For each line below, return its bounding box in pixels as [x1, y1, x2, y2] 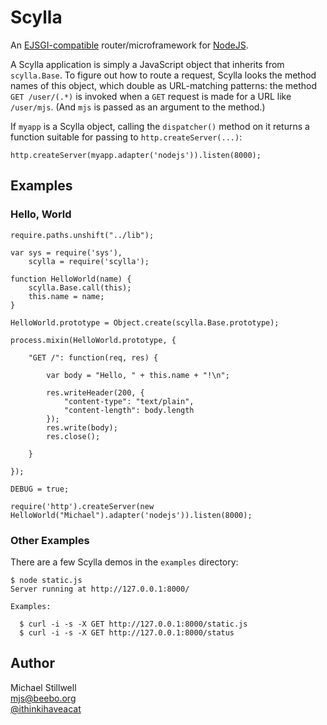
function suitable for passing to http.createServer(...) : [10, 131, 243, 143]
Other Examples [10, 533, 90, 547]
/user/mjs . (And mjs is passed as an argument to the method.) [10, 101, 266, 113]
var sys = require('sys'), [10, 247, 123, 258]
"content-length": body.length [63, 405, 195, 415]
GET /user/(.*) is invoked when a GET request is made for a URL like [10, 90, 292, 102]
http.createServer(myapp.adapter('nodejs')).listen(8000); [10, 150, 262, 160]
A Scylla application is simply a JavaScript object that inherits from [10, 58, 285, 70]
